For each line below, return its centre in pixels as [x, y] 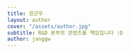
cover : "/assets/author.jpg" [49, 26]
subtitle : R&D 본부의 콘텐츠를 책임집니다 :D [65, 33]
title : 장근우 [25, 13]
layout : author [29, 20]
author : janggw [29, 39]
